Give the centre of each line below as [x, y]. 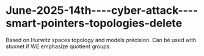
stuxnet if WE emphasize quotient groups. [58, 46]
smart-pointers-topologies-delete [94, 23]
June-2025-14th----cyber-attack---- [102, 11]
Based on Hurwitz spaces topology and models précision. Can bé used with [101, 40]
